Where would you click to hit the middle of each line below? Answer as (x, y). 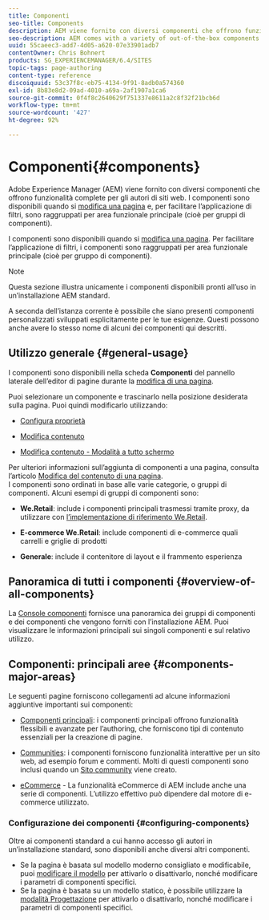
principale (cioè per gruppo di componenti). (80, 255)
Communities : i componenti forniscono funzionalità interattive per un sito (140, 753)
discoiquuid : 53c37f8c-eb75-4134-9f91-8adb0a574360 (96, 83)
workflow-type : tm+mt (44, 105)
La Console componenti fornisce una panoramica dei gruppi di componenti (132, 614)
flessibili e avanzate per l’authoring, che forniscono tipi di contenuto (132, 729)
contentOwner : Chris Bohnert (57, 53)
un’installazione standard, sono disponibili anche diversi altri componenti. (129, 849)
